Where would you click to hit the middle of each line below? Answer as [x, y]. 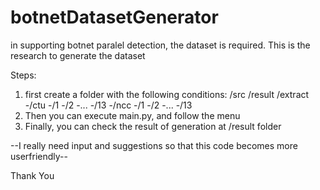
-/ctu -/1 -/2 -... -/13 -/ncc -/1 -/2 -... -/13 [108, 105]
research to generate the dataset [78, 55]
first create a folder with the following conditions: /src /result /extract [167, 94]
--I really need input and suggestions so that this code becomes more [154, 145]
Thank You [32, 175]
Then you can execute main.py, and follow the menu [132, 115]
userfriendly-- [39, 156]
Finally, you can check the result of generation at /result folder [153, 126]
